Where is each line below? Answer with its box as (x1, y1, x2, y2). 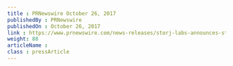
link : (7, 29, 26, 36)
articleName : (7, 42, 49, 49)
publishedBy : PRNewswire (7, 16, 82, 23)
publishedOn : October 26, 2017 (7, 23, 101, 30)
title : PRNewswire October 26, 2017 (7, 10, 116, 17)
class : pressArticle (7, 49, 70, 56)
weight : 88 (7, 36, 39, 43)
